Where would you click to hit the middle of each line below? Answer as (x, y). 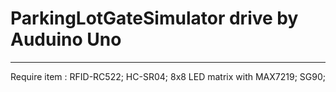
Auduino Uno (66, 39)
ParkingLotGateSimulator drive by (154, 18)
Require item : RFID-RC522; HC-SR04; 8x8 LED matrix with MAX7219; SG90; (168, 76)
